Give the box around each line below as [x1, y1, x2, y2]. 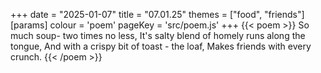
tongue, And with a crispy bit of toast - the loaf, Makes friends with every [10, 40, 312, 52]
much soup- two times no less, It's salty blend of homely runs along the [10, 30, 306, 41]
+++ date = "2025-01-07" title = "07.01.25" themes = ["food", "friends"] [10, 9, 305, 20]
